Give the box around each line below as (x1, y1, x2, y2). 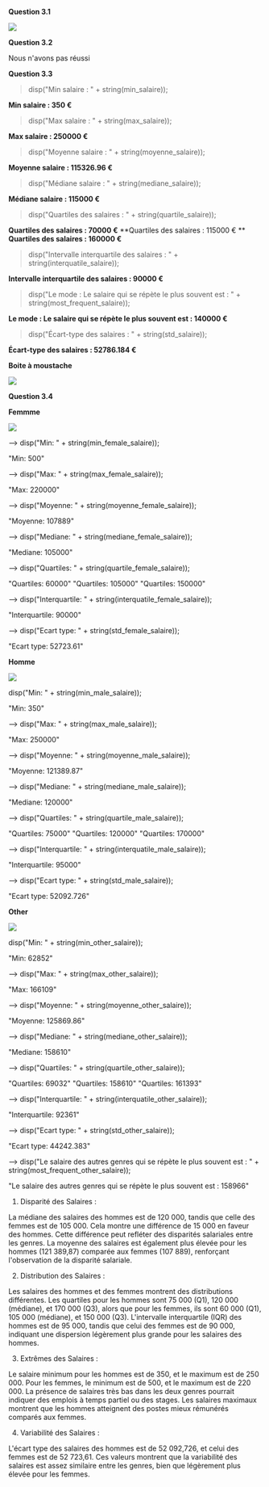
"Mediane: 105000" (8, 548, 73, 557)
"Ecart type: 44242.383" (8, 1141, 91, 1150)
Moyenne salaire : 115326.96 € (8, 163, 113, 172)
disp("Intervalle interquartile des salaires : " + (27, 250, 179, 259)
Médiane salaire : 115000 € (8, 194, 101, 204)
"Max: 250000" (8, 735, 60, 744)
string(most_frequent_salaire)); (27, 298, 130, 308)
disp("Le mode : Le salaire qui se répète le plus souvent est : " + (27, 290, 242, 299)
